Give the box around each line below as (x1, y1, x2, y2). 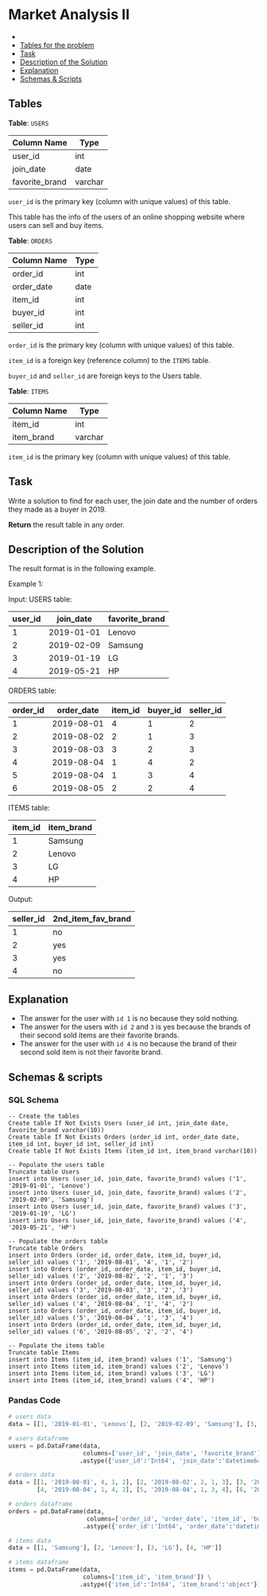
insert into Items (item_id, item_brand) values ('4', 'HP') (8, 1376, 215, 1384)
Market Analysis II (8, 6, 130, 24)
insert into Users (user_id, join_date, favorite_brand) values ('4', (8, 1216, 247, 1224)
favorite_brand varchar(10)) (8, 1126, 105, 1134)
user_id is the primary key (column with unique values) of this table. (8, 196, 231, 206)
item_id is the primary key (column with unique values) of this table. (8, 451, 231, 462)
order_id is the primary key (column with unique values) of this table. (8, 340, 234, 350)
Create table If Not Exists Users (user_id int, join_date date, (8, 1119, 229, 1127)
